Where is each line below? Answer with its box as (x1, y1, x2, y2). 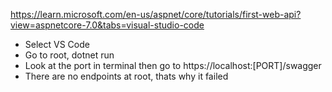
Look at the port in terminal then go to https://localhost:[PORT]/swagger (24, 60, 322, 71)
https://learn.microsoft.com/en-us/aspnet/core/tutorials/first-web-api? (10, 9, 302, 20)
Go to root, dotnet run (24, 49, 115, 61)
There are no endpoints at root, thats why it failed (24, 70, 229, 82)
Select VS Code (24, 39, 90, 50)
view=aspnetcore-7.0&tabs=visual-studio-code (10, 19, 205, 31)
